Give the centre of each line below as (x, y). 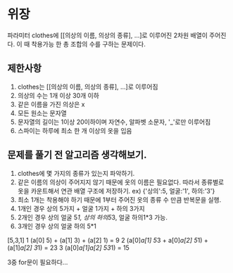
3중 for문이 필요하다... (38, 262)
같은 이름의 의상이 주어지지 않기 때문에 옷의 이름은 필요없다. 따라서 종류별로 (121, 182)
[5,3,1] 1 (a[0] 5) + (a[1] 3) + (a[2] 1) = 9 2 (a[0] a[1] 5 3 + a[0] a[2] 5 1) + (108, 240)
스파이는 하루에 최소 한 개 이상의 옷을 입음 (75, 130)
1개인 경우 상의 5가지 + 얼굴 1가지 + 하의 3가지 (81, 208)
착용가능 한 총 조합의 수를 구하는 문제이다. (88, 44)
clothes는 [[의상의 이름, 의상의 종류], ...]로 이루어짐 (88, 87)
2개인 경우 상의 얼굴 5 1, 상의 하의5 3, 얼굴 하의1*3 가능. (92, 217)
